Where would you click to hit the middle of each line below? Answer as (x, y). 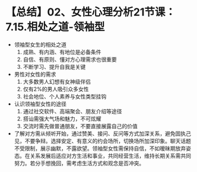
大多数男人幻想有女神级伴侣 (57, 81)
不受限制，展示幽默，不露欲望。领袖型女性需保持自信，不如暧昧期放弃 (100, 148)
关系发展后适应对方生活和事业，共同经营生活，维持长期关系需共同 (110, 155)
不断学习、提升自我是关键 (54, 66)
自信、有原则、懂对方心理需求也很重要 (70, 59)
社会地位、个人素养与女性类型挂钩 (65, 96)
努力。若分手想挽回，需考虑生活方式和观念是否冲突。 (79, 163)
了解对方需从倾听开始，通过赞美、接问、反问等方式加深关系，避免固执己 (102, 133)
